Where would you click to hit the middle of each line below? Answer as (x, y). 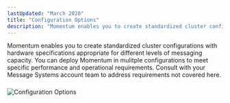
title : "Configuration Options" (53, 20)
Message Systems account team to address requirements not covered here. (114, 75)
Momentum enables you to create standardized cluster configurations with (112, 46)
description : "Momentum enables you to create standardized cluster (107, 26)
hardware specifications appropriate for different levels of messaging (105, 53)
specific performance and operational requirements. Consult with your (106, 68)
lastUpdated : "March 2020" (46, 13)
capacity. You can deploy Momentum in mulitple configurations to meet (108, 60)
